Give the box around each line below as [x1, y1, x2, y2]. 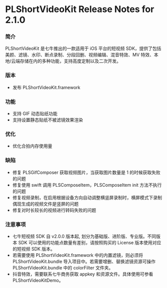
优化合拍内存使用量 [12, 143, 53, 149]
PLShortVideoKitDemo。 [12, 277, 64, 283]
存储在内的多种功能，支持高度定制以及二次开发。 [20, 58, 121, 64]
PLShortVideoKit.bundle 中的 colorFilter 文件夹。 [12, 264, 113, 270]
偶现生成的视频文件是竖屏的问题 [12, 200, 79, 207]
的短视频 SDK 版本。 [12, 246, 55, 252]
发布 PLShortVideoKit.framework [12, 84, 81, 90]
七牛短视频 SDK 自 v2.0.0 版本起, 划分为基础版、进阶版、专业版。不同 [12, 233, 156, 239]
